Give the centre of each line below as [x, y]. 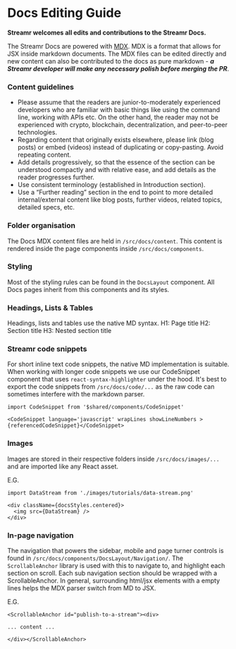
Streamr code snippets [47, 349]
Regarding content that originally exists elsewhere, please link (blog [116, 140]
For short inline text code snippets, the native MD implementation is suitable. [118, 364]
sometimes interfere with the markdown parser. [76, 394]
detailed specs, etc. [46, 207]
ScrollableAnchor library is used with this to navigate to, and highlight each [116, 566]
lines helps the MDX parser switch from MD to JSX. [82, 588]
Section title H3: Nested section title [60, 331]
